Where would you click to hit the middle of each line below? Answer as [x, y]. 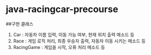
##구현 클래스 [20, 24]
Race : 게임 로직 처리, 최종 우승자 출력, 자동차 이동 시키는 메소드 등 [79, 41]
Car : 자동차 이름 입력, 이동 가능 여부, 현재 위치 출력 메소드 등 [74, 34]
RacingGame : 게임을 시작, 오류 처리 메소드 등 [59, 47]
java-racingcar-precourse [62, 9]
